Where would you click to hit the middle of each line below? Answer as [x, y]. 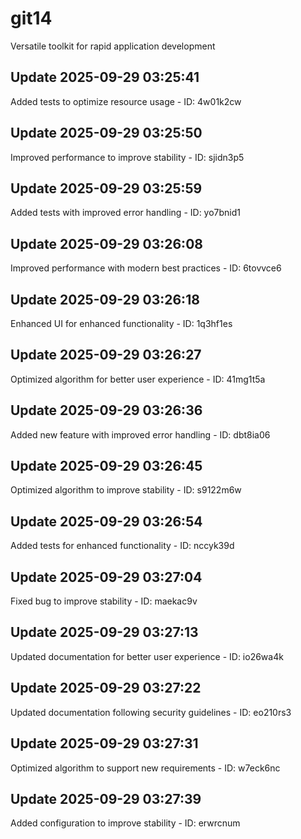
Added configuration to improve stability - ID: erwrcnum [125, 823]
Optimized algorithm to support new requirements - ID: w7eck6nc [145, 768]
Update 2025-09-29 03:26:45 [106, 466]
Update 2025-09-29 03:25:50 [106, 133]
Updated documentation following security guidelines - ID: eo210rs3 [151, 712]
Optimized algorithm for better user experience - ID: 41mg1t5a [138, 379]
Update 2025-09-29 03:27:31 [104, 743]
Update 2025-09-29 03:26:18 [105, 299]
